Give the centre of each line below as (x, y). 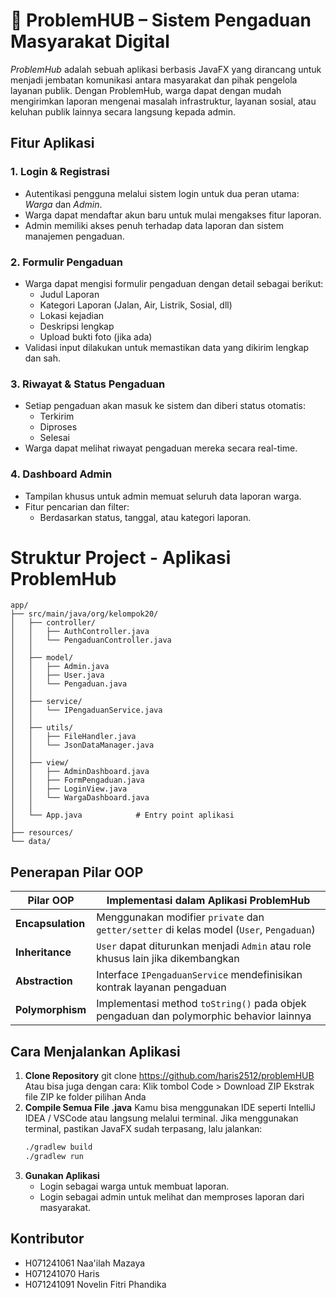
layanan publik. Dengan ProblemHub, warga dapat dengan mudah (146, 90)
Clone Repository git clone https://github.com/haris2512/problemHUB (169, 1076)
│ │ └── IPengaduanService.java (86, 710)
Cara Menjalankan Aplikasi (95, 1051)
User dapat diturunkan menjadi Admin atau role (204, 946)
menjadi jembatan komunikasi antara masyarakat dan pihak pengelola (154, 80)
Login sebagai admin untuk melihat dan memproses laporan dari (172, 1196)
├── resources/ (42, 833)
